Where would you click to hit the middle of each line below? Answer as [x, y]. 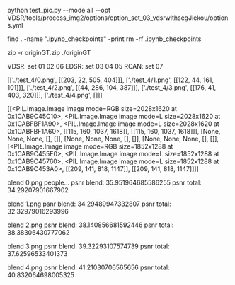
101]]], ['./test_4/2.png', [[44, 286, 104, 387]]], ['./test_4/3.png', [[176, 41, [112, 87]
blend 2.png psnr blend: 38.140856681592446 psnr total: [91, 225]
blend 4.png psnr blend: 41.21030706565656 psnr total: [88, 267]
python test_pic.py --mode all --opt [59, 10]
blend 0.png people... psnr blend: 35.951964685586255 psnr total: [104, 182]
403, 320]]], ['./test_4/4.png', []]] [55, 95]
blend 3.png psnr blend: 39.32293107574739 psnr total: [88, 246]
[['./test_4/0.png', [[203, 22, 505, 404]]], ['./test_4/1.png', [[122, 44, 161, [111, 80]
